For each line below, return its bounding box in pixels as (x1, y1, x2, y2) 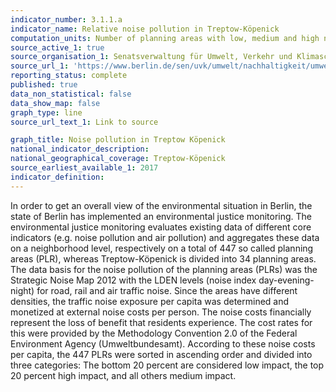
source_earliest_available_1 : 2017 (10, 163, 159, 173)
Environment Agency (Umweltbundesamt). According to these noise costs (10, 337, 316, 350)
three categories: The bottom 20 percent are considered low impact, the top (10, 359, 325, 371)
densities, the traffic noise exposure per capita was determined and (10, 295, 290, 307)
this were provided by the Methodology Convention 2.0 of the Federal (10, 327, 298, 339)
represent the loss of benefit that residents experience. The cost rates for (10, 316, 313, 328)
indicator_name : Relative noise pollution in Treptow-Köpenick (10, 24, 280, 34)
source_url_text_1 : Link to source (10, 117, 159, 127)
